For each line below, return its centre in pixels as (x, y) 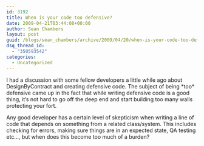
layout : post (23, 35)
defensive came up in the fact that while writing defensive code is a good (98, 93)
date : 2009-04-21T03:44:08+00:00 (49, 23)
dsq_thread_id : (25, 46)
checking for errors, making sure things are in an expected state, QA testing (101, 130)
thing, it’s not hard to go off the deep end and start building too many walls (100, 99)
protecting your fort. (32, 105)
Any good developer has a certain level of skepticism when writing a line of (100, 117)
